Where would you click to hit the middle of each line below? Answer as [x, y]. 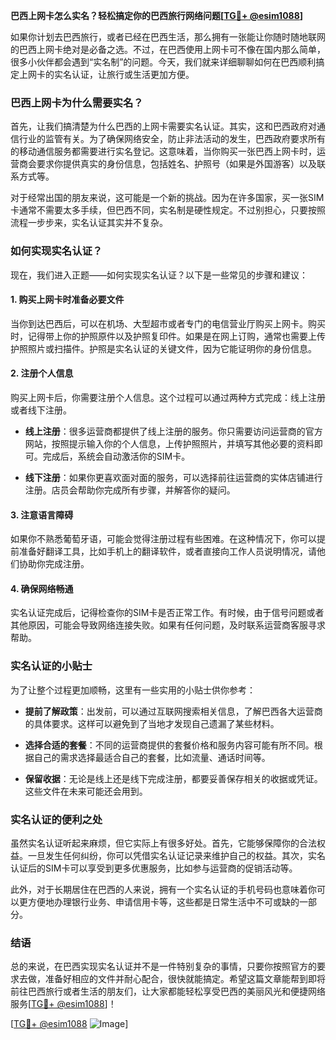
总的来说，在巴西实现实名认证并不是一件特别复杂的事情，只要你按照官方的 [163, 966]
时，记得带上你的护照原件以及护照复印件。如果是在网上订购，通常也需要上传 [168, 336]
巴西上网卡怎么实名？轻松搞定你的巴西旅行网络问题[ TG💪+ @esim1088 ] [157, 15]
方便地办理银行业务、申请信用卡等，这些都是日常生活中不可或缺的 [163, 902]
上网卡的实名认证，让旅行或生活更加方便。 [106, 74]
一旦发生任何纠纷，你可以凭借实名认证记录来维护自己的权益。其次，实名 [176, 855]
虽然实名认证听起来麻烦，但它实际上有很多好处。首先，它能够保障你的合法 [163, 843]
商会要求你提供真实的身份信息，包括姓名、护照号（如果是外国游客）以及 [167, 164]
